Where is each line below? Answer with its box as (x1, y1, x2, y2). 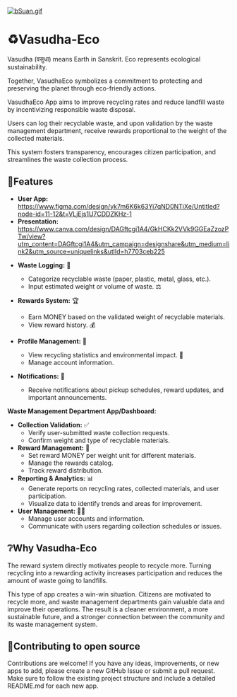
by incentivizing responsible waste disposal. (7, 105, 136, 113)
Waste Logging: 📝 (17, 260, 71, 269)
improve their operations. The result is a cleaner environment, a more (7, 605, 209, 614)
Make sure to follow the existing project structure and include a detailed (7, 674, 216, 683)
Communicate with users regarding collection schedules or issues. (28, 522, 222, 530)
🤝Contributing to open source (7, 640, 140, 652)
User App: (17, 195, 49, 203)
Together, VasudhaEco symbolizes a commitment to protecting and (7, 76, 202, 85)
